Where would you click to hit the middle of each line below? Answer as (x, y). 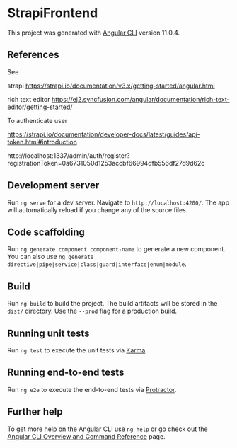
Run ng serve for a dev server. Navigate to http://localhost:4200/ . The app (118, 202)
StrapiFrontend (53, 13)
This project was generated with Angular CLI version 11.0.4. (94, 33)
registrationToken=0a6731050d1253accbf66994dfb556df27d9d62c (106, 163)
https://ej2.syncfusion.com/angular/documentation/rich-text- (140, 99)
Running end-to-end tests (66, 373)
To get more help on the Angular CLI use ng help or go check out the (108, 429)
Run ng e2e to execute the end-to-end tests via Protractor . (92, 389)
